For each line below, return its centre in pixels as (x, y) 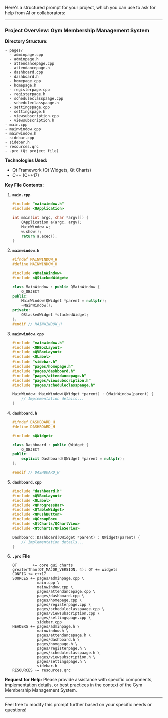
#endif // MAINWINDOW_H (37, 324)
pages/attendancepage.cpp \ (66, 592)
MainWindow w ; (36, 227)
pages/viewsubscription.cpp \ (68, 614)
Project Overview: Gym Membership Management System (77, 30)
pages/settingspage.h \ (62, 662)
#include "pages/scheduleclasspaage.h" (54, 385)
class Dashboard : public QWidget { (50, 445)
